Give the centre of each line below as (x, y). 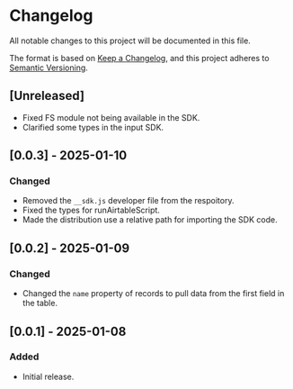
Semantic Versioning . (49, 68)
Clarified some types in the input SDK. (93, 127)
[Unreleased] (47, 96)
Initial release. (48, 376)
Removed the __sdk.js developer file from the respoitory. (128, 201)
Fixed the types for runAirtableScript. (91, 210)
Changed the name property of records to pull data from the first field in (153, 294)
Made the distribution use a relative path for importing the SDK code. (150, 220)
